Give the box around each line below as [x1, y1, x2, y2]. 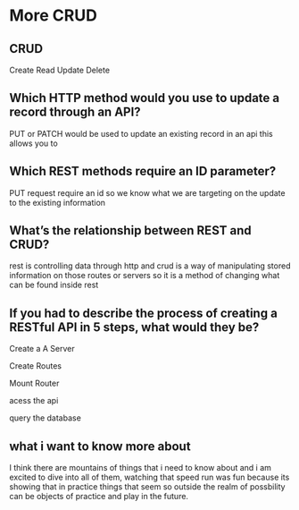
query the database [9, 412, 82, 423]
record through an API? [9, 105, 141, 120]
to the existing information [9, 197, 105, 208]
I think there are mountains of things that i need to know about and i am [9, 463, 272, 473]
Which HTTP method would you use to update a [9, 90, 280, 106]
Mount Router [9, 378, 60, 389]
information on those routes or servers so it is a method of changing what [9, 270, 280, 281]
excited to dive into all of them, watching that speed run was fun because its [9, 472, 290, 483]
